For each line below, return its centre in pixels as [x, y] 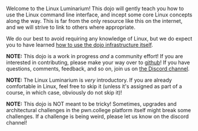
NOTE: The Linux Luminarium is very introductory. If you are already [89, 80]
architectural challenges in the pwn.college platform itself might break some [99, 110]
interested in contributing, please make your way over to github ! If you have [98, 62]
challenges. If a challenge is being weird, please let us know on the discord [98, 116]
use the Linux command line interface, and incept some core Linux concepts [99, 15]
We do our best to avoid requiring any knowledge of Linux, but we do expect [99, 38]
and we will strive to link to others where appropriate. [71, 27]
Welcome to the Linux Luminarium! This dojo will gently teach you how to [95, 9]
